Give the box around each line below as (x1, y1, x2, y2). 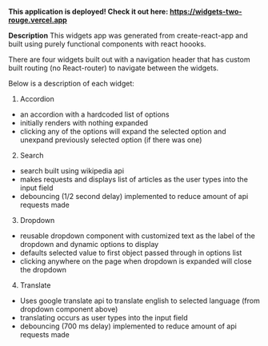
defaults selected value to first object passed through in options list (19, 248, 242, 257)
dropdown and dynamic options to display (19, 240, 159, 249)
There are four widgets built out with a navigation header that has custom (8, 55, 250, 64)
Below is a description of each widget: (8, 79, 134, 88)
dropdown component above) (19, 304, 118, 314)
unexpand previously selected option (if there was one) (19, 135, 202, 145)
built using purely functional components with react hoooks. (8, 39, 206, 49)
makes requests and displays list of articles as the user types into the (19, 175, 248, 184)
